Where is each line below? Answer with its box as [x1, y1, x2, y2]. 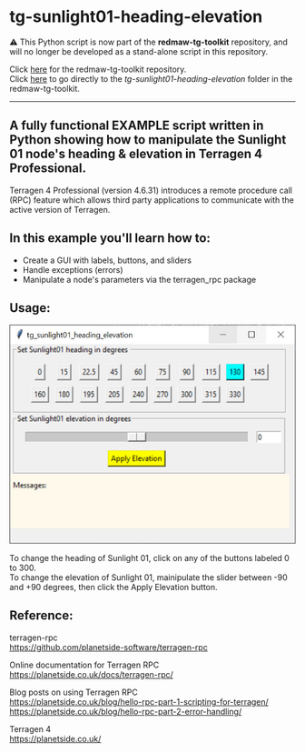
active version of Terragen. [9, 204, 111, 215]
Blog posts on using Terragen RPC [9, 687, 138, 698]
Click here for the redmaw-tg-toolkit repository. [9, 64, 187, 75]
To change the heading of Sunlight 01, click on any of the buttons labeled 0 [9, 552, 290, 563]
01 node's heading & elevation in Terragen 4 [9, 146, 263, 162]
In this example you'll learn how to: [9, 230, 212, 246]
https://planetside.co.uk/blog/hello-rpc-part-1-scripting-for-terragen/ [9, 696, 270, 707]
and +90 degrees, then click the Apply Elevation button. [9, 581, 218, 592]
